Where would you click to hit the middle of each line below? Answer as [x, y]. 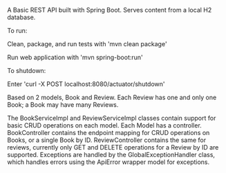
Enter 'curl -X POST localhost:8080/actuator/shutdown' [86, 84]
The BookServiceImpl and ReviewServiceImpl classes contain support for [112, 118]
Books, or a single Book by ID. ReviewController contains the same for [106, 140]
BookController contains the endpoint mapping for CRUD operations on [109, 133]
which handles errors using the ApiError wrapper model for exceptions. [109, 162]
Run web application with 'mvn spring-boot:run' [75, 57]
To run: [17, 31]
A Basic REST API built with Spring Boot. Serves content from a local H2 [110, 10]
